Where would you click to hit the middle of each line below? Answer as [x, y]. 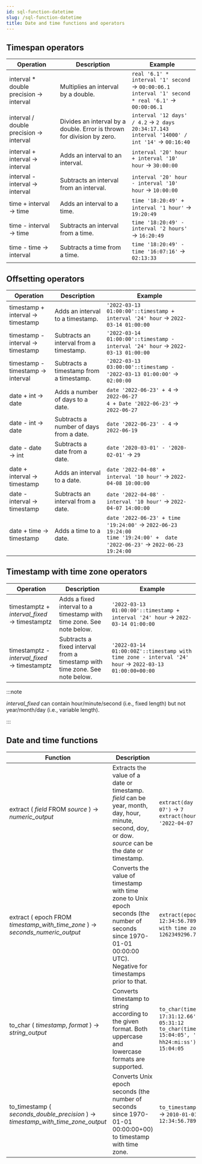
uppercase [127, 1036]
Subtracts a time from [90, 248]
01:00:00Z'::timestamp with [152, 651]
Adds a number [76, 392]
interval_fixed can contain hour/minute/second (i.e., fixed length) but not [96, 703]
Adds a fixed [77, 599]
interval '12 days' [160, 116]
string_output [28, 1032]
